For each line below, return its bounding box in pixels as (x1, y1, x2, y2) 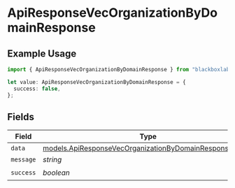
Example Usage (7, 48, 77, 59)
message (10, 156, 36, 164)
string (43, 155, 62, 165)
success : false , (13, 85, 61, 92)
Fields (7, 110, 35, 123)
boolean (43, 168, 70, 178)
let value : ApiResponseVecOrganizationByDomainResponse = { (7, 78, 187, 85)
